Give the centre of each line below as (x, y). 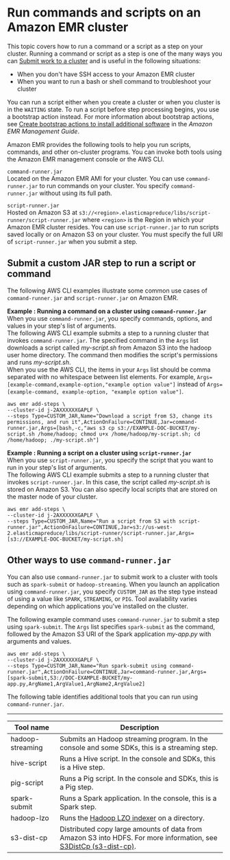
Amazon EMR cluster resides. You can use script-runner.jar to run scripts (113, 227)
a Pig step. (77, 787)
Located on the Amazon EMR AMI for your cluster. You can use (96, 178)
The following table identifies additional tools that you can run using (103, 697)
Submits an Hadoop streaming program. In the (134, 738)
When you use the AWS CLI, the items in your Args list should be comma (109, 370)
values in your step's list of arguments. (62, 326)
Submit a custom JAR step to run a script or (102, 263)
